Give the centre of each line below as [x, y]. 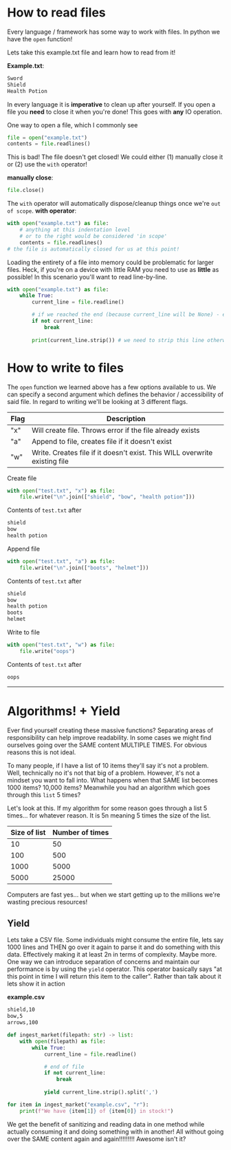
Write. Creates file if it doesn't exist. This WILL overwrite [122, 452]
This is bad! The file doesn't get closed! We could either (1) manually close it [115, 157]
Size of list [28, 832]
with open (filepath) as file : [63, 1041]
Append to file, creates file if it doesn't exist [102, 441]
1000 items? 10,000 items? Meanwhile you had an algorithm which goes [109, 787]
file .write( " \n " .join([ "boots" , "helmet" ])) [84, 568]
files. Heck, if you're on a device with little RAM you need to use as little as [113, 269]
